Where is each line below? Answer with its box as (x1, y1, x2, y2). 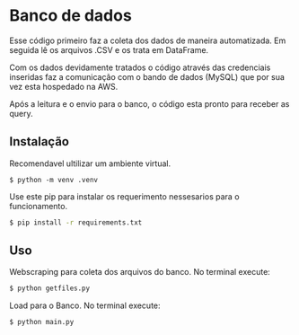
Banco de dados (9, 5, 132, 26)
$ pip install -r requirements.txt (9, 217, 143, 227)
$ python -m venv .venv (9, 175, 99, 184)
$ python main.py (9, 318, 75, 327)
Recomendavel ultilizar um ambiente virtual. (9, 158, 171, 169)
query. (9, 108, 33, 119)
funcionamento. (9, 200, 68, 211)
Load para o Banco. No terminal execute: (9, 300, 161, 311)
